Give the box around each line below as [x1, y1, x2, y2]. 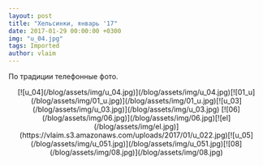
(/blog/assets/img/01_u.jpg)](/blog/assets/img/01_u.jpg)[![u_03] [31, 96, 242, 105]
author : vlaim [8, 49, 57, 57]
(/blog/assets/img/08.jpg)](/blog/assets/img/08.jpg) [50, 147, 223, 157]
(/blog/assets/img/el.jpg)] [93, 122, 179, 131]
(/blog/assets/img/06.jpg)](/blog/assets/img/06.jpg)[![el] [41, 113, 231, 122]
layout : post [8, 11, 53, 20]
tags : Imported [8, 42, 60, 50]
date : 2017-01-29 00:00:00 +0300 [8, 27, 122, 35]
